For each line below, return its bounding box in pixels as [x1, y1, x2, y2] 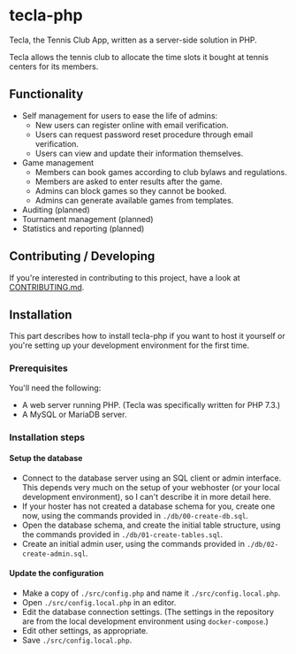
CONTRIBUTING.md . [9, 281, 85, 292]
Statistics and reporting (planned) [21, 223, 145, 234]
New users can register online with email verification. [34, 119, 229, 130]
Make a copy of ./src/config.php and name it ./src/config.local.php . [21, 588, 281, 598]
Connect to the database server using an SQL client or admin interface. [21, 473, 282, 483]
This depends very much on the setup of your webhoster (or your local [21, 481, 280, 492]
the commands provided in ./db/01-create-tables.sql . [21, 528, 224, 540]
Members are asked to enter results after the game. [34, 176, 223, 187]
